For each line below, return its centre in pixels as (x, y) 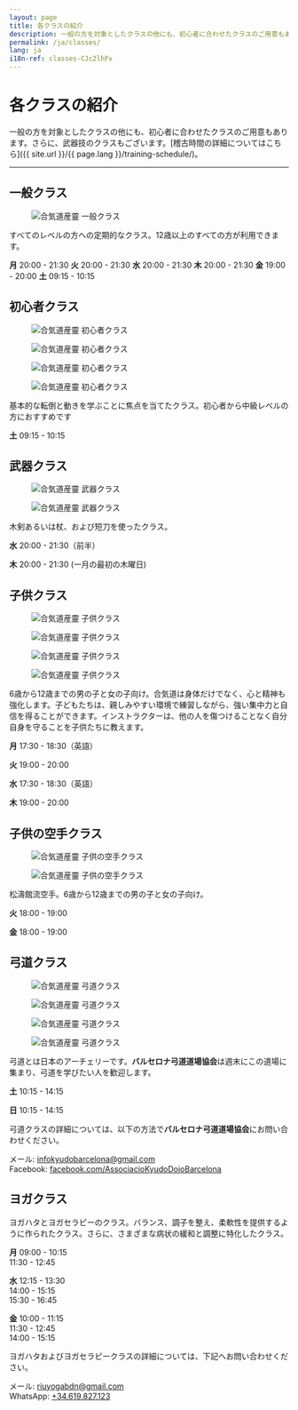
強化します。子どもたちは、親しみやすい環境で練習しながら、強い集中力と (145, 705)
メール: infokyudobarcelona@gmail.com (82, 1159)
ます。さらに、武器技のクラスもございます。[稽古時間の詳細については (137, 142)
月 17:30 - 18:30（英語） (53, 746)
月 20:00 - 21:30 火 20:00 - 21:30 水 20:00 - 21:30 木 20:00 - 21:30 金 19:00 (148, 265)
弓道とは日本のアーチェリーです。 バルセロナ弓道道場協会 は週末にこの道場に (148, 1061)
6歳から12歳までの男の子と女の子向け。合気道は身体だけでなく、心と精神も (148, 694)
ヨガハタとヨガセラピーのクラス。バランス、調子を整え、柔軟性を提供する (145, 1222)
